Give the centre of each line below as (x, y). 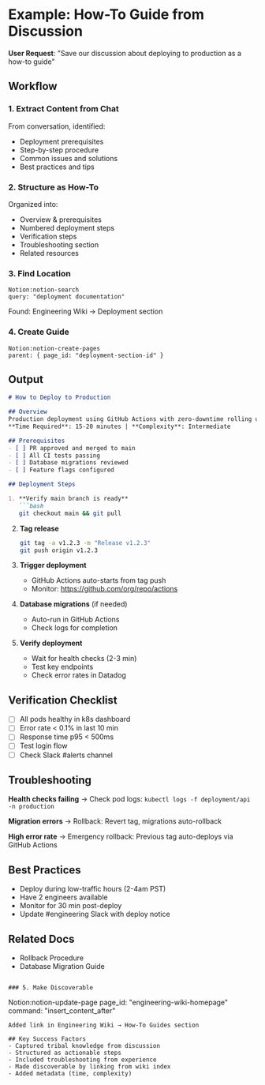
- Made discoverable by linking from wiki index (90, 1067)
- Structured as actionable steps (65, 1053)
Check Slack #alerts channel (66, 755)
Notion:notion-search (44, 290)
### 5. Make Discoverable (50, 988)
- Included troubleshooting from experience (82, 1060)
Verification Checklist (63, 700)
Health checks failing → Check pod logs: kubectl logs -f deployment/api (129, 799)
